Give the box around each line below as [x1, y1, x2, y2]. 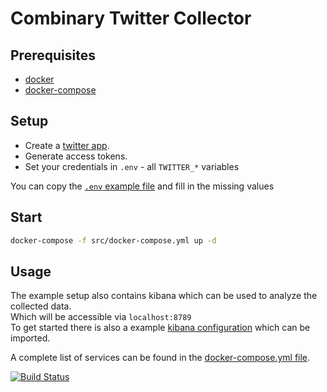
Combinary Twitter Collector [10, 7, 252, 30]
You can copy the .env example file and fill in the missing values [10, 180, 275, 192]
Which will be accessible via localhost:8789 [10, 311, 192, 323]
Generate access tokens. [24, 150, 128, 162]
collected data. [10, 300, 72, 312]
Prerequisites [10, 47, 96, 64]
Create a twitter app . [24, 139, 110, 151]
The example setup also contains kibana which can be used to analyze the [10, 290, 318, 302]
